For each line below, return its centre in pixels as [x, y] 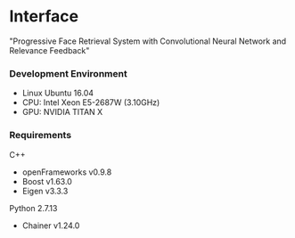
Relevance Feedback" [49, 50]
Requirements [41, 135]
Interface [44, 16]
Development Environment [68, 73]
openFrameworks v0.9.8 [67, 172]
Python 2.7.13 [33, 208]
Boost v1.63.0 [47, 181]
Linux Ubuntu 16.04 [58, 93]
